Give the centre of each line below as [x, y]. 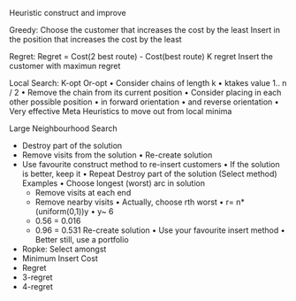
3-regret [37, 277]
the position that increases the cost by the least [96, 39]
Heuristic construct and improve [68, 13]
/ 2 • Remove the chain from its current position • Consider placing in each [145, 93]
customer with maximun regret [65, 66]
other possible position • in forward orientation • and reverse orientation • [144, 102]
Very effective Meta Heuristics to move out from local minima [121, 111]
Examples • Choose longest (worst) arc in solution [114, 183]
